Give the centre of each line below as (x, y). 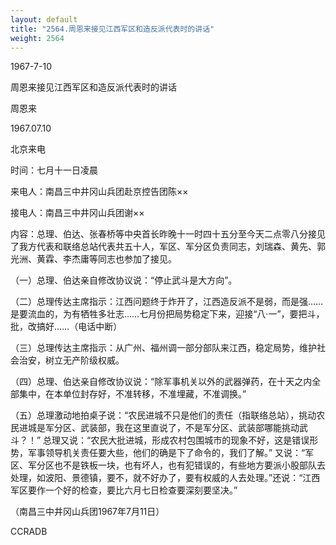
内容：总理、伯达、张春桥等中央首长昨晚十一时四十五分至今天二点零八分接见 (168, 234)
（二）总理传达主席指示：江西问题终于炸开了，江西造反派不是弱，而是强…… (167, 302)
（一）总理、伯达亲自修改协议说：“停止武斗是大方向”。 (124, 280)
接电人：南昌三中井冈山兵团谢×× (77, 213)
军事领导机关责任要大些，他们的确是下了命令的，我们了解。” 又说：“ (166, 453)
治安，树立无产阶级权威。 (71, 360)
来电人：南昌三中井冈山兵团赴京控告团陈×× (99, 192)
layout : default (44, 19)
